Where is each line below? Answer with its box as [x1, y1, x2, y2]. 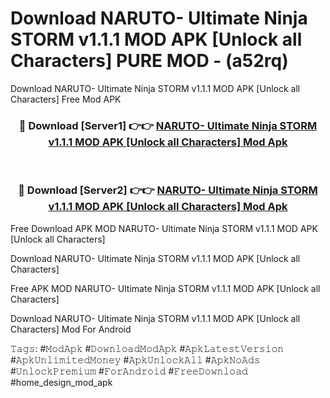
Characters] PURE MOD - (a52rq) [10, 50, 289, 72]
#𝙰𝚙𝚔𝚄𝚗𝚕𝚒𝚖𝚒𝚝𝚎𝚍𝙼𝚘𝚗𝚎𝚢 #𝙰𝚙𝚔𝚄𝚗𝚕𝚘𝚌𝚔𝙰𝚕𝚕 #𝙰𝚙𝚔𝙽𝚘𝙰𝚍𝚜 [10, 353, 261, 366]
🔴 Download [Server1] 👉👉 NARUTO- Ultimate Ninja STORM [18, 118, 318, 132]
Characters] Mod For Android [10, 323, 132, 335]
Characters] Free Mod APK [10, 93, 122, 105]
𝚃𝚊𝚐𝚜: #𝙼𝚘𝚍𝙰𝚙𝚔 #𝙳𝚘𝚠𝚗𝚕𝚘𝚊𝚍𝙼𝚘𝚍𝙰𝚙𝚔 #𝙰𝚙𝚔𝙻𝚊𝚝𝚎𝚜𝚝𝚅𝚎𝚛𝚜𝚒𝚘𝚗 [10, 342, 285, 354]
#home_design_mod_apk [10, 376, 113, 388]
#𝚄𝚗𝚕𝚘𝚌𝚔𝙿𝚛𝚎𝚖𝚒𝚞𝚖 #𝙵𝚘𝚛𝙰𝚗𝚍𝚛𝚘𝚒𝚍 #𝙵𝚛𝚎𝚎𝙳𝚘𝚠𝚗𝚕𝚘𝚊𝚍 [10, 365, 248, 377]
